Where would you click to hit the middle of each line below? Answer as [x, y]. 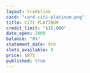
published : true [26, 61]
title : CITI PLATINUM [32, 22]
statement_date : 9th [31, 45]
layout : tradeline [28, 11]
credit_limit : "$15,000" [36, 28]
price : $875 [20, 55]
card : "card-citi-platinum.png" [45, 17]
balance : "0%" [23, 39]
